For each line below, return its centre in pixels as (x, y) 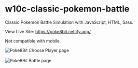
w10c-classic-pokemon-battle (67, 9)
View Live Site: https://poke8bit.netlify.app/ (48, 31)
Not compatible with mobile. (33, 41)
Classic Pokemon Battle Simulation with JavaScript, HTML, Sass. (69, 22)
